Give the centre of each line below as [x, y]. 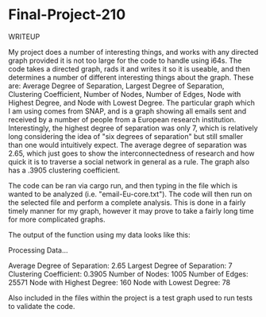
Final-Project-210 [67, 15]
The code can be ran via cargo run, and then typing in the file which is [123, 185]
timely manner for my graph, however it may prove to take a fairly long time [131, 211]
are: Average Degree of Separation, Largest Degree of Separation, [116, 86]
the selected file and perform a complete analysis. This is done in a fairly [127, 202]
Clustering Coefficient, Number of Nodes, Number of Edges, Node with [125, 94]
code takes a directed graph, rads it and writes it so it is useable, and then [129, 68]
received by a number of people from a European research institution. [122, 119]
